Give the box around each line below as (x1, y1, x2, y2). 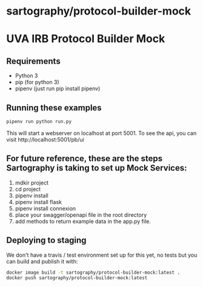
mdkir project (15, 179, 49, 186)
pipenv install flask (15, 198, 62, 205)
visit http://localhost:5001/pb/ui (6, 136, 85, 143)
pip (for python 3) (15, 79, 59, 86)
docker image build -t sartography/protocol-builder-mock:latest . (6, 269, 181, 275)
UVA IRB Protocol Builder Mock (6, 32, 165, 46)
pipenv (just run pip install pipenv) (15, 85, 101, 92)
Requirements (6, 56, 61, 66)
